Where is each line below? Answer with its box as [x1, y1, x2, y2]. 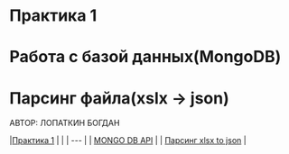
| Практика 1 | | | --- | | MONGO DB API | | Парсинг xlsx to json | [9, 135, 247, 146]
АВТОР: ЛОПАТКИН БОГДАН [9, 118, 120, 129]
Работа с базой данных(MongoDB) [9, 47, 282, 68]
